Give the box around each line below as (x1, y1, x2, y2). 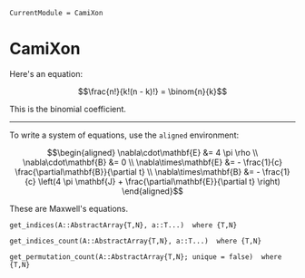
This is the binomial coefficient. (9, 103, 127, 114)
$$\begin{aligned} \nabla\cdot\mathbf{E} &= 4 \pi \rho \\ (46, 147, 259, 158)
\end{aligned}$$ (121, 186, 184, 197)
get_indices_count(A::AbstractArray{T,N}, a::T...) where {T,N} (9, 236, 261, 245)
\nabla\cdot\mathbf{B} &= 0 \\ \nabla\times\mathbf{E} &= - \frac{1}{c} (22, 157, 283, 168)
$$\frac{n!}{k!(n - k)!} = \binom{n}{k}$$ (77, 86, 228, 97)
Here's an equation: (9, 68, 84, 79)
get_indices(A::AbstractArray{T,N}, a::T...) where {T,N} (9, 220, 238, 230)
